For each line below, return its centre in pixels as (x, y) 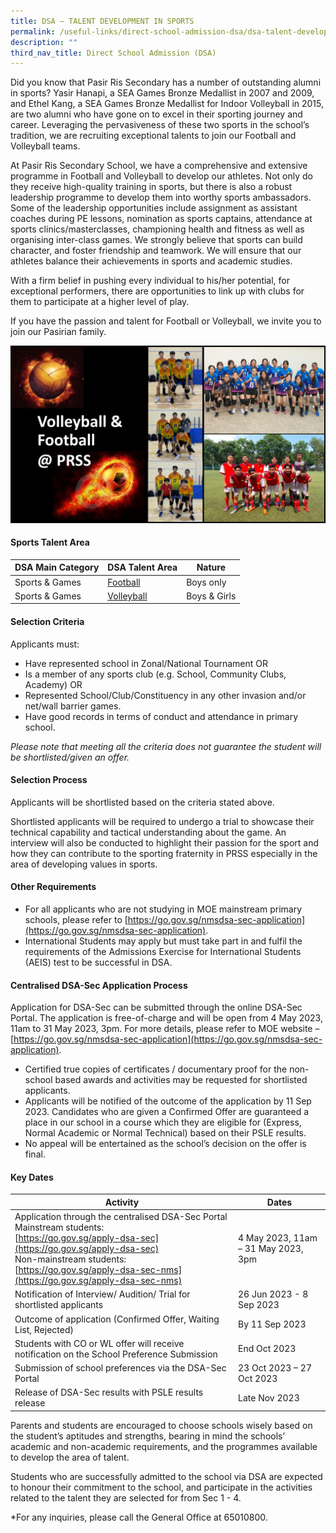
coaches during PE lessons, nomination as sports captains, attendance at (161, 219)
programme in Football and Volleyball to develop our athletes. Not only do (161, 176)
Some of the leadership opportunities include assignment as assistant (154, 208)
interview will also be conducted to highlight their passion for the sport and (164, 842)
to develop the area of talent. (70, 1457)
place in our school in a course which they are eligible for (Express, (163, 1122)
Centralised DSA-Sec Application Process (99, 985)
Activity (122, 1202)
